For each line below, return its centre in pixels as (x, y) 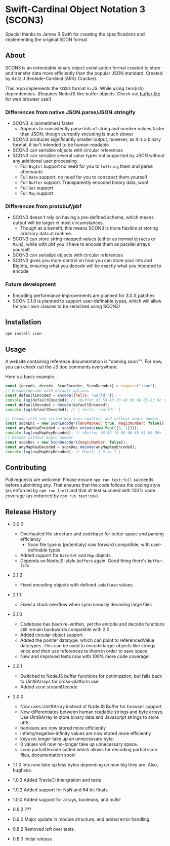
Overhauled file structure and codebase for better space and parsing (92, 534)
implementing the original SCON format (46, 40)
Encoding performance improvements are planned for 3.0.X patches (83, 296)
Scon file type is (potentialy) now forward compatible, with (89, 545)
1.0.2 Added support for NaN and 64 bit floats (60, 790)
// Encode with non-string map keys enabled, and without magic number (82, 419)
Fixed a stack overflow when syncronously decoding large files (86, 605)
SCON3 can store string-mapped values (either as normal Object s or (84, 239)
